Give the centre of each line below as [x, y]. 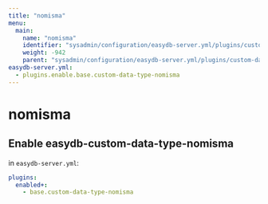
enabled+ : [32, 185]
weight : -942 [44, 53]
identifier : [42, 45]
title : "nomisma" [37, 16]
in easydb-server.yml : [44, 163]
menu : [17, 23]
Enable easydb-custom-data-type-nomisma [121, 144]
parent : [35, 61]
